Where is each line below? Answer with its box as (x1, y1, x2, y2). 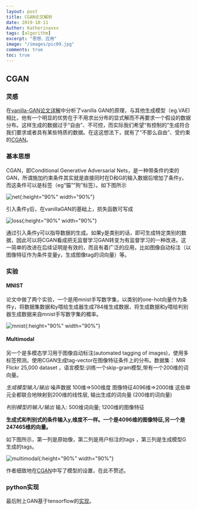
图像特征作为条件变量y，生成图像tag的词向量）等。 (6, 251, 130, 258)
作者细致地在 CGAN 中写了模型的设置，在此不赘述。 (6, 467, 129, 474)
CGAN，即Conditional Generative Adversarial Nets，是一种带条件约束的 (6, 166, 180, 174)
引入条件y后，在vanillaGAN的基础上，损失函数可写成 (6, 205, 134, 212)
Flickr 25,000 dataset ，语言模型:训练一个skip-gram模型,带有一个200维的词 (6, 364, 189, 371)
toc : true (6, 52, 30, 58)
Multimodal (6, 335, 35, 343)
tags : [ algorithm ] (6, 30, 51, 36)
